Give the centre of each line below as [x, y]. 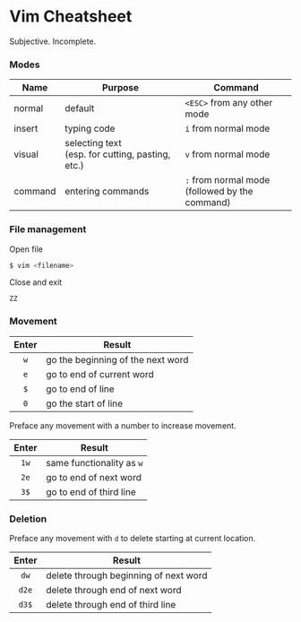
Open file [26, 249]
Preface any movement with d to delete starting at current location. [133, 538]
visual [26, 154]
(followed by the [219, 192]
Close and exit [36, 282]
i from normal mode [228, 129]
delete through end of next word [114, 590]
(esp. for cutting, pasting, [118, 154]
